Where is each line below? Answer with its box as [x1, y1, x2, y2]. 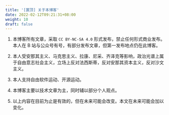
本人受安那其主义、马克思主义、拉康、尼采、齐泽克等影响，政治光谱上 [12, 53, 160, 59]
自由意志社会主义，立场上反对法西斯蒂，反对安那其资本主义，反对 [17, 59, 155, 66]
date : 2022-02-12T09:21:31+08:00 [5, 12, 76, 17]
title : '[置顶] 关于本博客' [5, 7, 59, 13]
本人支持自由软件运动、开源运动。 [12, 76, 84, 83]
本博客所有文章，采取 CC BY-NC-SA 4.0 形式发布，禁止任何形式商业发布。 [12, 36, 165, 42]
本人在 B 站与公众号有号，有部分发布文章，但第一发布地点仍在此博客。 [12, 43, 161, 49]
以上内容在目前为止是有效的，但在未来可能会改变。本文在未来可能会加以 [12, 98, 164, 104]
